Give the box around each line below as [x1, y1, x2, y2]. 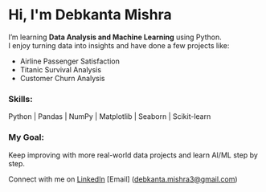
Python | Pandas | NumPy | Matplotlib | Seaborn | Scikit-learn [8, 112, 211, 121]
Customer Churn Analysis [19, 73, 105, 83]
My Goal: [8, 132, 44, 143]
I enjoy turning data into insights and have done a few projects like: [8, 40, 230, 50]
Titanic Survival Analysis [19, 64, 102, 74]
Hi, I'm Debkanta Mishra [8, 6, 172, 24]
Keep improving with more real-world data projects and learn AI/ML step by [8, 150, 259, 160]
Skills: [8, 93, 34, 104]
